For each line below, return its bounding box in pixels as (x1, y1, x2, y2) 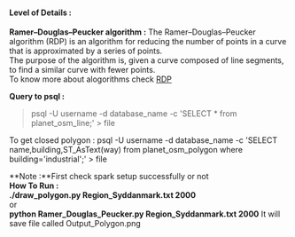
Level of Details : (9, 7, 73, 18)
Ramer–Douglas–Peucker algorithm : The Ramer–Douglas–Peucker (9, 27, 257, 37)
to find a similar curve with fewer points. (9, 65, 156, 75)
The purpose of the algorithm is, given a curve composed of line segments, (9, 55, 284, 66)
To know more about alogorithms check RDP (9, 74, 173, 84)
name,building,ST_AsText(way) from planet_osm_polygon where (9, 145, 244, 155)
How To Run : (9, 180, 59, 191)
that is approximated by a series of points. (9, 45, 163, 57)
